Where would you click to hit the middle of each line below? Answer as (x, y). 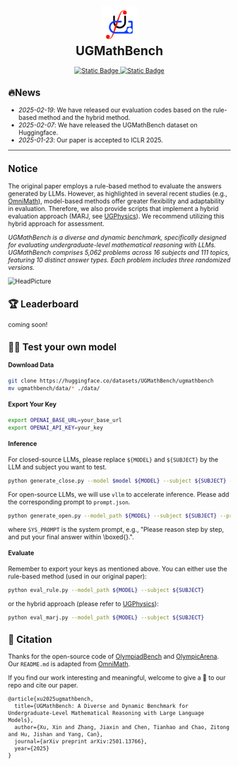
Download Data (31, 365)
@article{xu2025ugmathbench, (51, 699)
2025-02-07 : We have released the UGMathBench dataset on (108, 125)
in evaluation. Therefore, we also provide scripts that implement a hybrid (113, 208)
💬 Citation (30, 639)
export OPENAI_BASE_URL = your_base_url (65, 420)
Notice (23, 169)
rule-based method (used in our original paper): (77, 576)
